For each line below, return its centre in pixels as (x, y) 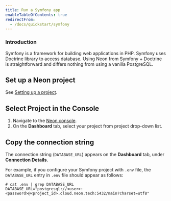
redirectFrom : (20, 19)
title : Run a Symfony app (33, 10)
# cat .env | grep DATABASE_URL (40, 184)
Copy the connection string (50, 142)
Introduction (21, 42)
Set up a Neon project (40, 80)
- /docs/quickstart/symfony (40, 24)
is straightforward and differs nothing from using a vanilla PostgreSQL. (79, 64)
